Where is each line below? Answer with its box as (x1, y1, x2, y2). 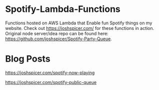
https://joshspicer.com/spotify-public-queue (5, 79, 96, 85)
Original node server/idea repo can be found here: (5, 30, 108, 36)
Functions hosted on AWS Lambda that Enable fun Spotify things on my (5, 20, 152, 26)
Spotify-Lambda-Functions (5, 3, 121, 15)
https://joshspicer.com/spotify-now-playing (5, 70, 95, 76)
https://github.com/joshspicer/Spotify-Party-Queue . (5, 36, 112, 42)
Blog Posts (5, 53, 51, 65)
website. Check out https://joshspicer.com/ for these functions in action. (5, 25, 154, 31)
